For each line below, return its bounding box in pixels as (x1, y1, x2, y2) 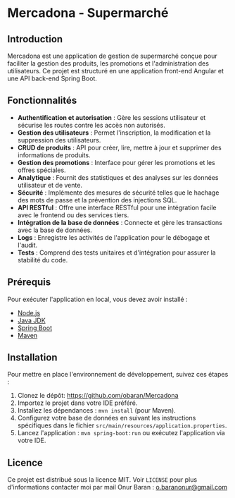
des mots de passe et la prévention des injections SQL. (17, 195, 177, 204)
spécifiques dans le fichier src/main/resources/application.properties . (17, 421, 227, 430)
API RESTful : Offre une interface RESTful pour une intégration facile (17, 203, 217, 212)
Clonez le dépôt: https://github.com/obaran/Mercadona (17, 391, 179, 400)
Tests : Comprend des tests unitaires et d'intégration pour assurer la (17, 248, 216, 257)
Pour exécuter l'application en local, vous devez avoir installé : (7, 295, 188, 303)
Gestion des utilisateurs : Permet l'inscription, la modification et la (17, 128, 211, 137)
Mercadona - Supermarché (7, 5, 169, 21)
